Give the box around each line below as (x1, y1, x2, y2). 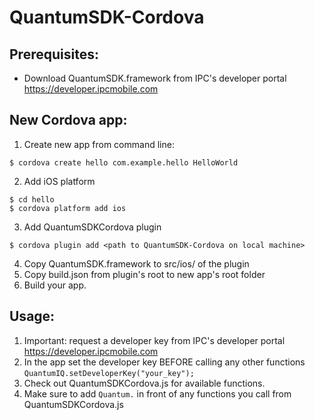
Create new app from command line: (23, 138, 175, 150)
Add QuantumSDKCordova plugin (23, 221, 162, 233)
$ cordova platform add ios (9, 203, 127, 213)
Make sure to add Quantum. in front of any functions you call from (23, 387, 292, 400)
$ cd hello (9, 194, 55, 205)
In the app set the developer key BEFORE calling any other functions (23, 356, 306, 368)
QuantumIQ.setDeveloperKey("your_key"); (23, 368, 195, 378)
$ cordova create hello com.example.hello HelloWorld (9, 157, 239, 168)
